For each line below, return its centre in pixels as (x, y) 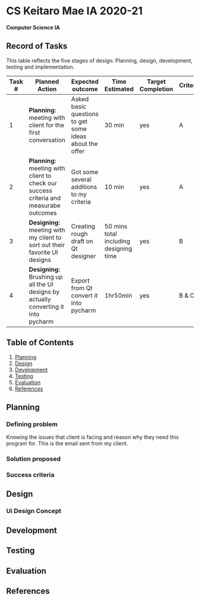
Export (80, 280)
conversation (47, 140)
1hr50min (118, 295)
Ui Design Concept (34, 511)
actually (40, 299)
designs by (44, 292)
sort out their (47, 245)
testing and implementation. (40, 67)
